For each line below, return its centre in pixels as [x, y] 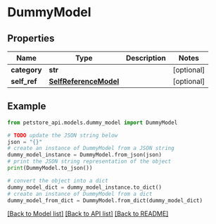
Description [146, 58]
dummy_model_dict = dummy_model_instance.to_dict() [84, 187]
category [26, 70]
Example [27, 106]
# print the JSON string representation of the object [89, 162]
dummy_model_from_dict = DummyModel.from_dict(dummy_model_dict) [105, 200]
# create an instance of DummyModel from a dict [80, 194]
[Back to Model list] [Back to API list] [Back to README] [88, 214]
